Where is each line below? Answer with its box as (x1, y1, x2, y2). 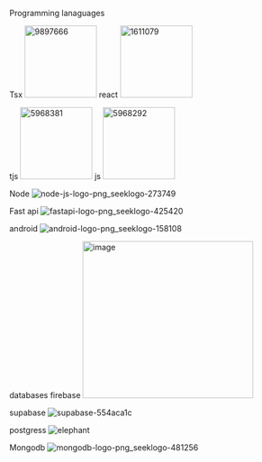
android (9, 223, 39, 233)
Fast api (9, 206, 39, 216)
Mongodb (9, 442, 46, 453)
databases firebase (9, 390, 81, 400)
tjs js (9, 171, 102, 181)
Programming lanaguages (9, 8, 105, 18)
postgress (9, 425, 47, 435)
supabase (9, 407, 47, 418)
